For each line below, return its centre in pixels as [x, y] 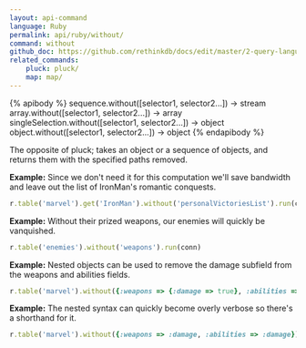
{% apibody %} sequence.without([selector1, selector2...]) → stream [138, 103]
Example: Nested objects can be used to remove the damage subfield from [151, 264]
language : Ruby [38, 26]
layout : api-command [49, 18]
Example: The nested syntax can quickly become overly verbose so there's [151, 308]
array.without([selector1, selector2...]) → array [96, 113]
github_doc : [32, 52]
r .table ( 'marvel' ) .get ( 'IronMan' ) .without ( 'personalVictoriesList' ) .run [150, 203]
